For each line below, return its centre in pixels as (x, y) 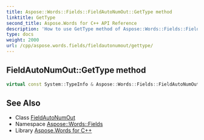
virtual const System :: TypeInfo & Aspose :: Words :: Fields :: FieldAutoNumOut (103, 84)
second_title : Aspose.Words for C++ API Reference (72, 23)
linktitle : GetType (31, 18)
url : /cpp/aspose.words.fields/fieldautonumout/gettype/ (80, 46)
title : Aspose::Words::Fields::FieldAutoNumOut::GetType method (89, 12)
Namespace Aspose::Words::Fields (59, 124)
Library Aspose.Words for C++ (53, 130)
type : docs (20, 35)
